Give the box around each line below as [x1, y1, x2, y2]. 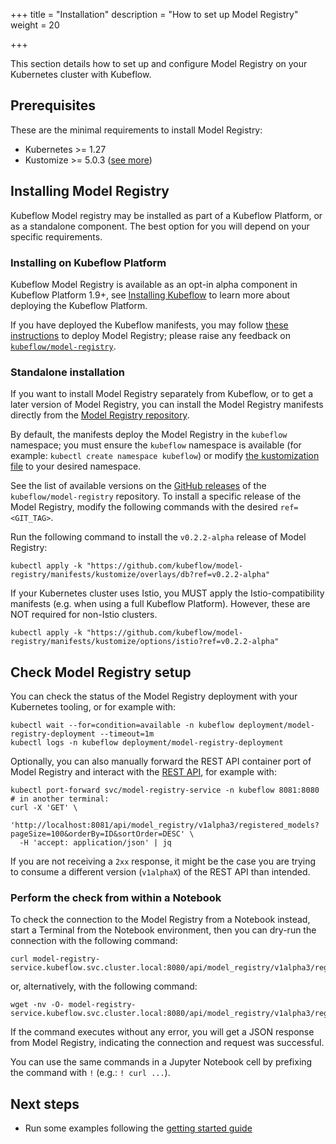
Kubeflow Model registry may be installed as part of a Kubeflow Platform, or [10, 209, 323, 221]
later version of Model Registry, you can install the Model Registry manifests [10, 399, 324, 411]
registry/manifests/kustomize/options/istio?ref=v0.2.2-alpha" [10, 637, 280, 647]
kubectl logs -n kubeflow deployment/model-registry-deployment [10, 738, 284, 748]
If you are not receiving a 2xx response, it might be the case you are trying [10, 855, 317, 868]
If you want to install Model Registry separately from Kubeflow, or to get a [10, 388, 314, 400]
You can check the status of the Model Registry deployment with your [10, 690, 298, 703]
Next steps [10, 1095, 80, 1113]
